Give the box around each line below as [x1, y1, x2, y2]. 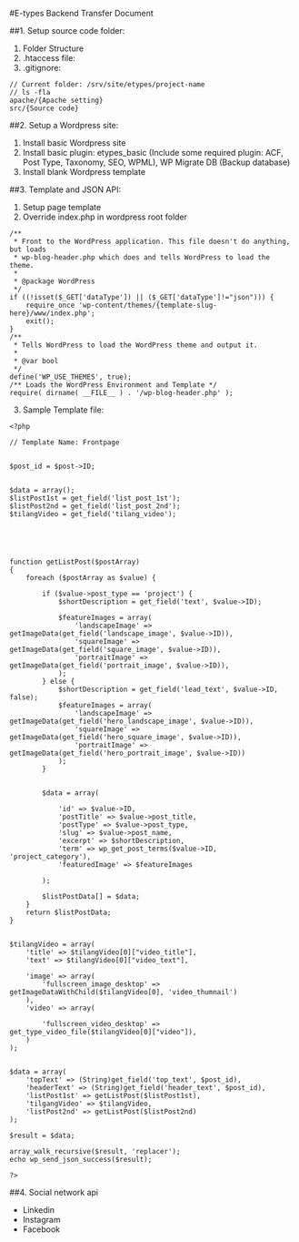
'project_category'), [9, 852, 92, 861]
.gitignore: [22, 63, 62, 73]
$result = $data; [9, 1131, 75, 1140]
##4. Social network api [9, 1187, 98, 1197]
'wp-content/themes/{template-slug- [78, 300, 218, 310]
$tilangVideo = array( [9, 940, 95, 949]
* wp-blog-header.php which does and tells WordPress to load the [13, 253, 271, 262]
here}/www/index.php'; [9, 309, 95, 318]
